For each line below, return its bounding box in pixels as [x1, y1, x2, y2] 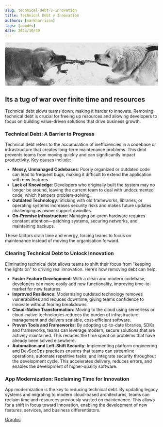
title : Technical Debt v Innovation [5, 13, 79, 18]
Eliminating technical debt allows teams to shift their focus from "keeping [5, 261, 151, 267]
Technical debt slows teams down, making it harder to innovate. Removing [5, 108, 154, 114]
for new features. [27, 286, 62, 291]
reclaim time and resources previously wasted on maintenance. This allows [5, 397, 155, 403]
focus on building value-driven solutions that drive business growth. [5, 119, 141, 124]
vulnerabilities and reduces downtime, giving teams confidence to [12, 296, 144, 302]
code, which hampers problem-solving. [12, 192, 91, 198]
